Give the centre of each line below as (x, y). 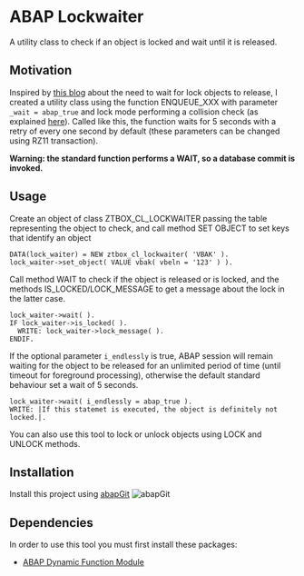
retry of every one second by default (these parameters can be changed (145, 131)
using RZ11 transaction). (54, 140)
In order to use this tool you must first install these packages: (123, 545)
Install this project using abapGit (69, 494)
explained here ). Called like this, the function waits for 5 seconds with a (143, 121)
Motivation (41, 70)
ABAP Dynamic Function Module (83, 562)
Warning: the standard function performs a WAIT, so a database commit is (152, 158)
